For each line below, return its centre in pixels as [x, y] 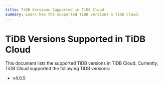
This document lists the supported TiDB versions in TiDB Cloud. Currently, [82, 63]
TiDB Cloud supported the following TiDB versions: [58, 69]
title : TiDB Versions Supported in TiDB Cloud [55, 10]
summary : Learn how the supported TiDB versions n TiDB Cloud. [73, 14]
